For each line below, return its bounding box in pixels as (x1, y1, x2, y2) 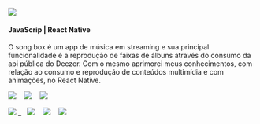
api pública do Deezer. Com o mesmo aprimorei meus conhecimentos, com (8, 59, 253, 68)
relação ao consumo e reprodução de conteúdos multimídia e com (8, 67, 225, 77)
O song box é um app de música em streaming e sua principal (8, 42, 210, 52)
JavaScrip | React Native (8, 24, 91, 35)
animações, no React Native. (8, 75, 101, 86)
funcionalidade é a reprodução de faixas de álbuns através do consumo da (8, 51, 251, 60)
